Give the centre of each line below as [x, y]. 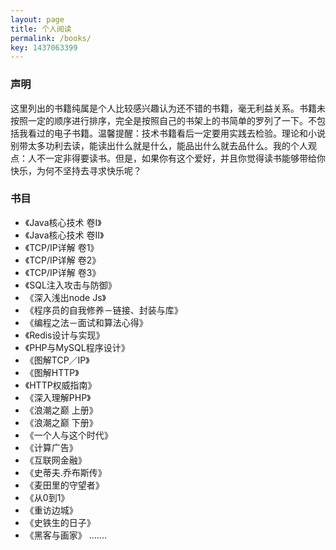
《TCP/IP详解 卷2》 [63, 260]
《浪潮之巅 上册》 [61, 410]
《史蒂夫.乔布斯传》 [65, 472]
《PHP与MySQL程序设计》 [77, 347]
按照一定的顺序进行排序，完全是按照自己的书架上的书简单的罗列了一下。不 [163, 120]
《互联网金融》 [55, 460]
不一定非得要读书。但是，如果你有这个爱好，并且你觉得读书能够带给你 [181, 158]
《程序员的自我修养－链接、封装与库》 [103, 310]
